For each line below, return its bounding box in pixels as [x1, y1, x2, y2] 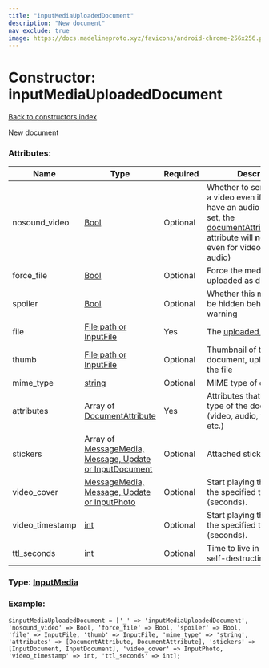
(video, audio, [207, 411, 259, 422]
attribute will [207, 232, 254, 243]
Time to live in [207, 543, 259, 554]
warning [207, 308, 238, 319]
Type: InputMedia [8, 577, 78, 588]
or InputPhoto [83, 496, 136, 508]
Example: [8, 598, 46, 609]
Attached [207, 448, 242, 460]
